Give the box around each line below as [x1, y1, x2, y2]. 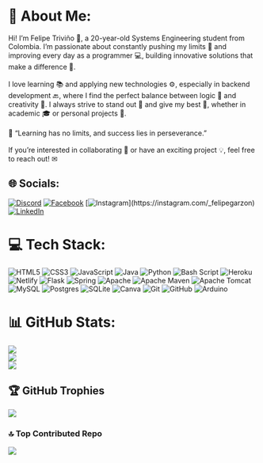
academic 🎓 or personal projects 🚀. [8, 108, 127, 118]
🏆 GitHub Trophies [8, 384, 105, 398]
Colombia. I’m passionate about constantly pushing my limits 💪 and [8, 41, 227, 51]
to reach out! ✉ [8, 154, 58, 163]
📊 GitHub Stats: [8, 313, 116, 331]
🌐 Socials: [8, 177, 60, 191]
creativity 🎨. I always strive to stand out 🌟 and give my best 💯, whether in [8, 99, 246, 109]
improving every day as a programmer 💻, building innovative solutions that [8, 51, 253, 60]
